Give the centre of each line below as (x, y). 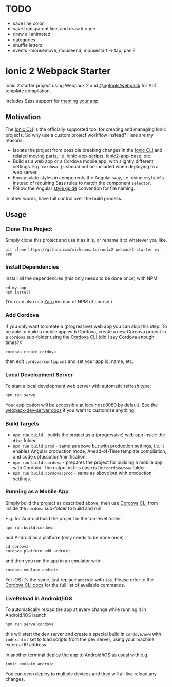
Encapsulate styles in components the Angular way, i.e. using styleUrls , (89, 177)
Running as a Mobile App (37, 492)
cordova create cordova (31, 352)
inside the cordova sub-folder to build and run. (54, 508)
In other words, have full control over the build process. (64, 198)
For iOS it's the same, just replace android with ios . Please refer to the (80, 579)
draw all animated (32, 34)
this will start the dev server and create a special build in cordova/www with (83, 634)
